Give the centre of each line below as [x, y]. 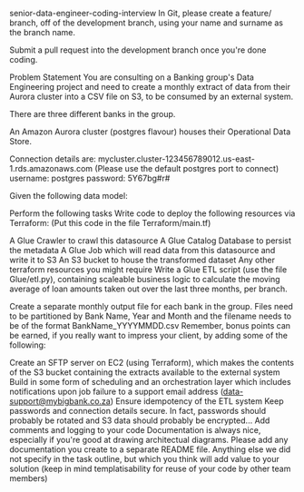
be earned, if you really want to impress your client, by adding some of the [149, 335]
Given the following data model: [69, 196]
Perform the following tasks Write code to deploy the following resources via [152, 213]
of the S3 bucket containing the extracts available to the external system [145, 372]
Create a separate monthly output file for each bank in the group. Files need [151, 306]
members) [29, 478]
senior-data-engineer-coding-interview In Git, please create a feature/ [141, 13]
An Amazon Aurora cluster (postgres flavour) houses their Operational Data [150, 132]
